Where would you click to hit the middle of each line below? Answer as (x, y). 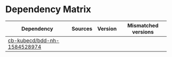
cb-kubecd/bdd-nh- (34, 40)
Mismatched (143, 25)
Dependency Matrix (48, 9)
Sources (82, 28)
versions (143, 32)
